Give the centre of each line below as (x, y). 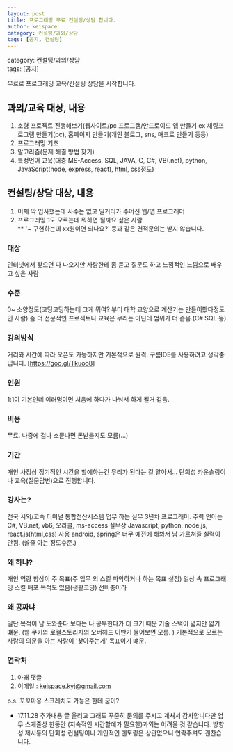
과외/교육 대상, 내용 (46, 107)
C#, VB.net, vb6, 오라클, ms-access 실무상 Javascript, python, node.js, (107, 525)
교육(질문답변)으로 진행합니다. (55, 480)
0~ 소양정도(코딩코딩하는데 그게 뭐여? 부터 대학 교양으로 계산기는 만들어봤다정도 (116, 309)
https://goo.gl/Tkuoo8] (62, 363)
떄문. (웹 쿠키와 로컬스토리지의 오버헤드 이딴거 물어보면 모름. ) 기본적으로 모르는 (115, 632)
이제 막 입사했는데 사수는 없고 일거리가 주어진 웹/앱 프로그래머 (101, 211)
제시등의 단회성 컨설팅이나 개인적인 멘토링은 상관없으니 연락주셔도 (114, 733)
